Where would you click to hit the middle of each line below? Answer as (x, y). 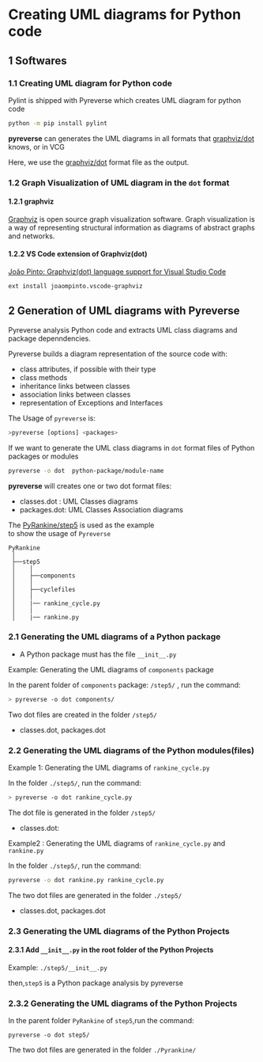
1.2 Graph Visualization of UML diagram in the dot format (119, 182)
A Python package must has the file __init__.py (98, 654)
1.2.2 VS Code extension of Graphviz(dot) (78, 254)
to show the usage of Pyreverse (60, 533)
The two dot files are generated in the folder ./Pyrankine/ (102, 1050)
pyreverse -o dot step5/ (49, 1035)
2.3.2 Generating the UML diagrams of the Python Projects (123, 1003)
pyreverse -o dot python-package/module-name (86, 470)
